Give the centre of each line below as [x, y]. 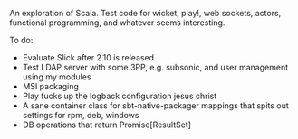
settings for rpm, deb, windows [81, 115]
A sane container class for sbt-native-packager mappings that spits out [156, 106]
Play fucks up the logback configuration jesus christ [120, 96]
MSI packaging [51, 86]
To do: [21, 40]
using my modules [57, 77]
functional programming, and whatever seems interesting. [117, 23]
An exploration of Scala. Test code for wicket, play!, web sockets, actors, [145, 13]
